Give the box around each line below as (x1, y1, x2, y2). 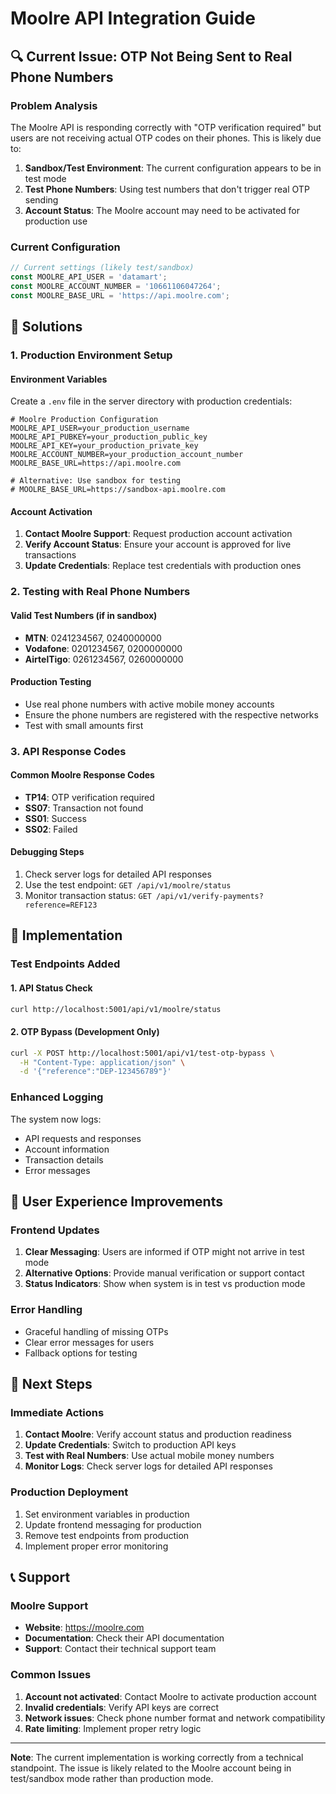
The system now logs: (10, 1113, 102, 1125)
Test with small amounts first (24, 719, 144, 731)
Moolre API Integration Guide (10, 7, 256, 30)
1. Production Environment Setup (10, 348, 173, 362)
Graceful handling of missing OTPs (24, 1325, 169, 1337)
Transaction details (24, 1153, 104, 1166)
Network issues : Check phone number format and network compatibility (24, 1712, 326, 1724)
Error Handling (10, 1303, 83, 1317)
